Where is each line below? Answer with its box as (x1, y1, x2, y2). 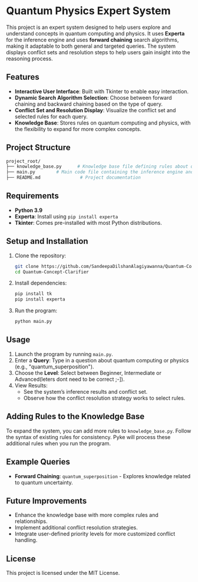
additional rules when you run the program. (6, 440, 111, 447)
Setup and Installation (6, 236, 88, 246)
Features (6, 72, 39, 82)
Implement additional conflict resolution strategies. (14, 524, 138, 531)
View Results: (14, 382, 48, 389)
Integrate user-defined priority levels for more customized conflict (14, 530, 176, 538)
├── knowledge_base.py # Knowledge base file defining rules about (6, 164, 189, 169)
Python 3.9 (14, 207, 43, 214)
